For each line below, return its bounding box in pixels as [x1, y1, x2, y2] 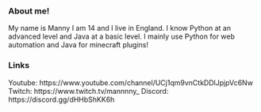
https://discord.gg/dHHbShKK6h [8, 95, 115, 104]
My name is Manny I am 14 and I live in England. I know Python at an [8, 24, 232, 33]
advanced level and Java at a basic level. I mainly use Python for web [8, 32, 236, 41]
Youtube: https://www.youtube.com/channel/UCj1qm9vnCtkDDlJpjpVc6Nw [8, 77, 254, 88]
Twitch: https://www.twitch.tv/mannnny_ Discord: [8, 86, 169, 95]
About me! [8, 6, 50, 17]
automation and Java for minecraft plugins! [8, 40, 149, 50]
